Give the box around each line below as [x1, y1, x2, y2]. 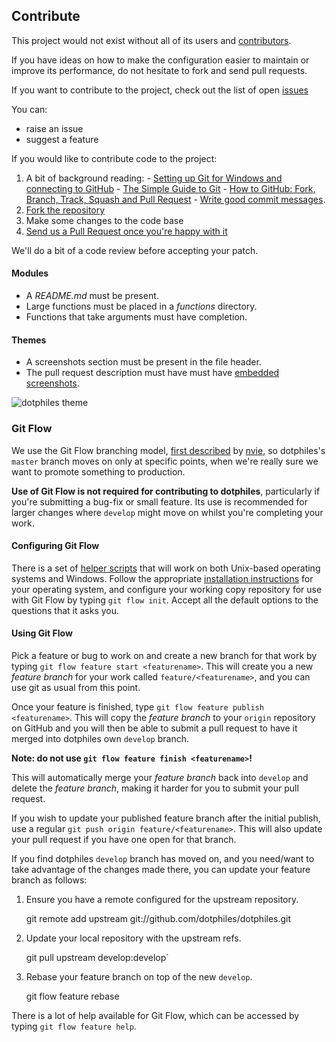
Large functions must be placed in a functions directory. [25, 300, 258, 313]
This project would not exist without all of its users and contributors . [11, 34, 292, 46]
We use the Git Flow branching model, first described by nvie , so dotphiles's [11, 444, 326, 456]
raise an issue [25, 122, 84, 134]
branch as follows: [11, 874, 88, 886]
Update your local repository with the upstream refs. [25, 932, 242, 944]
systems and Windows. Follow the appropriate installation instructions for [11, 572, 314, 584]
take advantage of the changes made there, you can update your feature [11, 863, 311, 875]
